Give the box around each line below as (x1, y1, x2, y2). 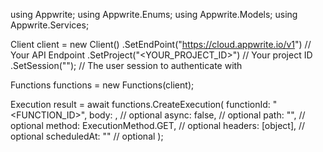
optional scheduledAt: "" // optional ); (10, 130, 164, 142)
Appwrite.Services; (10, 19, 90, 31)
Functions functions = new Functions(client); (10, 79, 195, 91)
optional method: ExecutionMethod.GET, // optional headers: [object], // (10, 120, 306, 131)
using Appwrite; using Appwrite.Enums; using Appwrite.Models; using (10, 9, 298, 20)
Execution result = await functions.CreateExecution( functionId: (10, 99, 271, 110)
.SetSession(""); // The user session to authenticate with (10, 60, 243, 71)
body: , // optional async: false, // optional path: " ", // (89, 109, 306, 121)
